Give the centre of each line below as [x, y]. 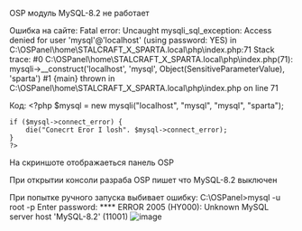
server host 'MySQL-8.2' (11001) [69, 217]
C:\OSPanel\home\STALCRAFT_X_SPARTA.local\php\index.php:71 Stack [142, 50]
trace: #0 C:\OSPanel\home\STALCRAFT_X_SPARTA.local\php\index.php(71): [151, 59]
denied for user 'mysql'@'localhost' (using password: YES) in [123, 40]
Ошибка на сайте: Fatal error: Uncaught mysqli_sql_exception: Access [141, 30]
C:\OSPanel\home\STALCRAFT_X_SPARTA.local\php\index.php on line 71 [144, 88]
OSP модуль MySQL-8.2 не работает [80, 13]
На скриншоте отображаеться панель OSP [92, 162]
